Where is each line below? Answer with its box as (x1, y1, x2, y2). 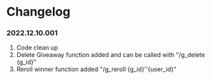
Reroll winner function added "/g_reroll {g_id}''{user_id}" (16, 65, 176, 73)
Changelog (6, 4, 71, 20)
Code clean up (16, 43, 58, 52)
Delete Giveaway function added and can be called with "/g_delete (16, 51, 205, 59)
